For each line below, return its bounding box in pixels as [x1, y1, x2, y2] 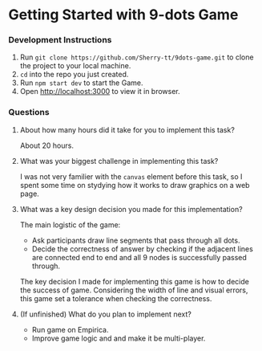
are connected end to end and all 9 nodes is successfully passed [31, 252, 247, 262]
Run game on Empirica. [31, 324, 109, 334]
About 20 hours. [19, 141, 75, 150]
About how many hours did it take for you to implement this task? [19, 124, 235, 134]
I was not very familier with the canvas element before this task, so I [19, 171, 243, 182]
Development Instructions [8, 35, 112, 46]
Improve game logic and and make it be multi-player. [31, 333, 206, 343]
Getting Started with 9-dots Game [8, 6, 239, 24]
